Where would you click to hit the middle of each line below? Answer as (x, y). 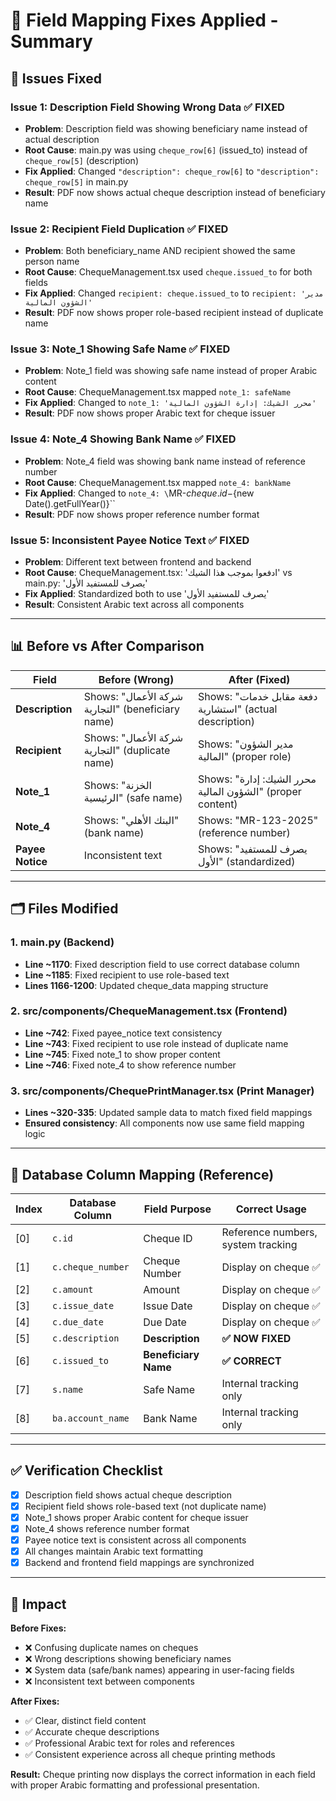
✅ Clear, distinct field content (85, 1721)
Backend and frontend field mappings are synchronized (139, 1563)
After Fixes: (35, 1701)
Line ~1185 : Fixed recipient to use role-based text (127, 975)
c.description (86, 1338)
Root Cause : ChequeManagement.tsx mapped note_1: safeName (158, 392)
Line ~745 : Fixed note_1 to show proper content (122, 1054)
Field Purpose (177, 1209)
